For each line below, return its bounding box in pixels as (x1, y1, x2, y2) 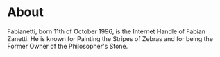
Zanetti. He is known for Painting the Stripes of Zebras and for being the (7, 34, 214, 42)
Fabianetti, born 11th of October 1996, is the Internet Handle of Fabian (7, 27, 206, 35)
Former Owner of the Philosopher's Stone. (7, 42, 128, 50)
